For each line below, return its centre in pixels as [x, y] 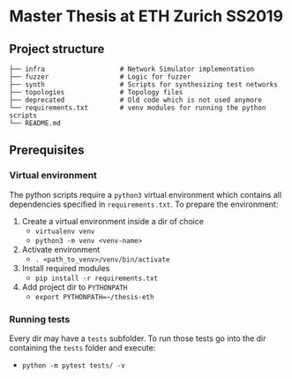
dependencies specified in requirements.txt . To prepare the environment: [144, 204]
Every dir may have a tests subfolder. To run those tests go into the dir [138, 338]
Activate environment [61, 249]
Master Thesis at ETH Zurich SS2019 [146, 16]
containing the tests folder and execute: [82, 347]
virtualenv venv [65, 231]
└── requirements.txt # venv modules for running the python [138, 108]
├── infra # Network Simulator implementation [131, 69]
